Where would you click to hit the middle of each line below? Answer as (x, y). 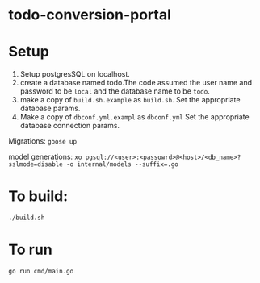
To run (30, 250)
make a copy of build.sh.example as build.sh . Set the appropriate (130, 100)
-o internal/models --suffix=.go (122, 164)
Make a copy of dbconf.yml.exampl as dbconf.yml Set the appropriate (134, 117)
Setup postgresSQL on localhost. (75, 74)
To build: (38, 196)
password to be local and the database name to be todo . (115, 91)
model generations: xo (45, 157)
